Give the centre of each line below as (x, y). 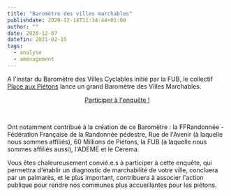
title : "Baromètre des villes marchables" (70, 14)
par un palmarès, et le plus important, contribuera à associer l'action (105, 177)
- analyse (28, 53)
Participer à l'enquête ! (117, 100)
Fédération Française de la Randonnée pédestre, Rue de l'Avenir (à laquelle (115, 134)
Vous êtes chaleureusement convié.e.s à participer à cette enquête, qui (110, 163)
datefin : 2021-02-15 (37, 40)
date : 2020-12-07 (32, 33)
